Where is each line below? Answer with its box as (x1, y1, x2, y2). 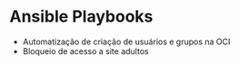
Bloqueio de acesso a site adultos (22, 45, 149, 56)
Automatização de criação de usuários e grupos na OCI (22, 36, 231, 47)
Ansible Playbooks (9, 6, 154, 27)
